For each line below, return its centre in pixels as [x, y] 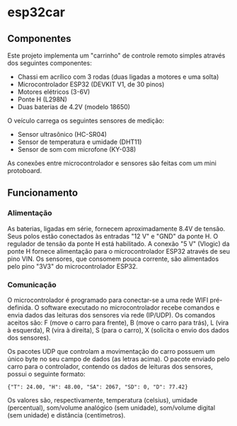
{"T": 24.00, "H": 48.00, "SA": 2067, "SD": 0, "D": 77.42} [98, 387]
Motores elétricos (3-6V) [54, 92]
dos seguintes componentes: [50, 63]
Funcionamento [43, 193]
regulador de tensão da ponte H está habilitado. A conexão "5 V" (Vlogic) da [118, 243]
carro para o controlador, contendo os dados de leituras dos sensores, [110, 366]
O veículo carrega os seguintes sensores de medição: [86, 120]
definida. [20, 307]
